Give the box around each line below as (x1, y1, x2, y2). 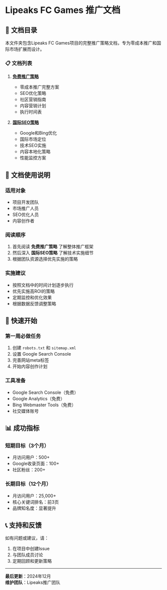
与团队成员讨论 (12, 552, 43, 558)
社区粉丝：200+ (12, 467, 46, 473)
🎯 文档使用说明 (5, 171, 51, 179)
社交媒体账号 (12, 408, 39, 414)
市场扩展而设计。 (9, 46, 45, 52)
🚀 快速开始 (5, 316, 37, 325)
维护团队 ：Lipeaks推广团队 (5, 580, 61, 586)
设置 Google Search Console (12, 351, 71, 357)
